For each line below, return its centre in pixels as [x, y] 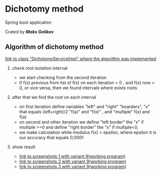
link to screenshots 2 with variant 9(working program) [73, 161]
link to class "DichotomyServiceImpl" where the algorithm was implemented [80, 59]
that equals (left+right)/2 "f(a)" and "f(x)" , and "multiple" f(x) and [84, 111]
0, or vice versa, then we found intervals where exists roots [78, 88]
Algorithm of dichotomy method [54, 47]
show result [24, 147]
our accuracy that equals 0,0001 [51, 137]
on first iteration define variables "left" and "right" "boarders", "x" [84, 106]
